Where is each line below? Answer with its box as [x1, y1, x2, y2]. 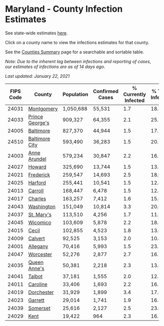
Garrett [28, 297, 45, 303]
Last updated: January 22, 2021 [5, 73, 70, 79]
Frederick [28, 171, 50, 178]
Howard [28, 163, 46, 170]
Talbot [28, 273, 43, 279]
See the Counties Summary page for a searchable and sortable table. [5, 49, 144, 55]
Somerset [28, 304, 51, 311]
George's [28, 119, 50, 126]
